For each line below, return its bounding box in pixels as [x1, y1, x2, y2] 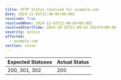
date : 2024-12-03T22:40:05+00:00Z [5, 12, 75, 16]
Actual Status [56, 59, 89, 65]
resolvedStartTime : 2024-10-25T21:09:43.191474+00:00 [5, 25, 117, 30]
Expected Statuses [7, 59, 52, 65]
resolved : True [5, 16, 36, 21]
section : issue [5, 43, 36, 48]
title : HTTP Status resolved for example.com [5, 7, 99, 12]
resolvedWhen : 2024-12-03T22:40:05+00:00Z [5, 20, 92, 26]
